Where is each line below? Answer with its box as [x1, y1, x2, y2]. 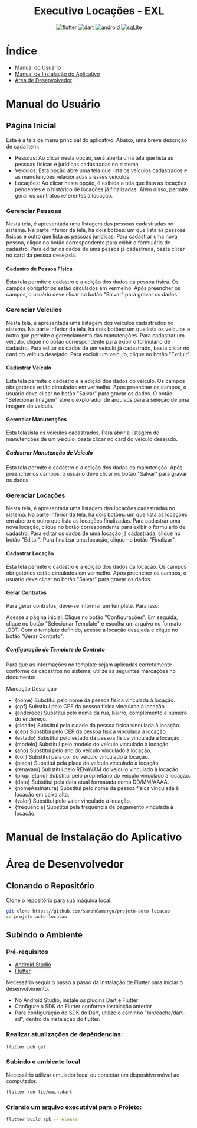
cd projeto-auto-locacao [6, 913, 67, 920]
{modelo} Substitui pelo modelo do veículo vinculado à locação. [14, 740, 170, 747]
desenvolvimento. [6, 985, 50, 992]
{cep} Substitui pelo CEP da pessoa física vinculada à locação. [14, 728, 168, 735]
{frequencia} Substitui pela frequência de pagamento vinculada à [14, 803, 174, 810]
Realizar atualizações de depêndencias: [6, 1030, 123, 1039]
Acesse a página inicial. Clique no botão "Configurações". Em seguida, [6, 614, 178, 621]
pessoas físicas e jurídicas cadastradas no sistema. [14, 160, 140, 167]
